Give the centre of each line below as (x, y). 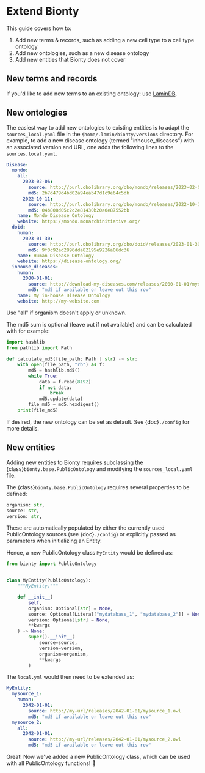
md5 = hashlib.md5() (54, 370)
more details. (23, 428)
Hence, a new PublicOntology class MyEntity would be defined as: (90, 553)
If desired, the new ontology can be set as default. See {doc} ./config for (98, 422)
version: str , (24, 516)
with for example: (28, 331)
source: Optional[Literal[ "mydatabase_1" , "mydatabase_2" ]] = (109, 614)
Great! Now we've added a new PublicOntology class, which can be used (98, 757)
